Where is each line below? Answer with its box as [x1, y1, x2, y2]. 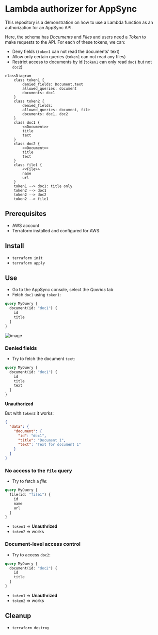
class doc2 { [14, 141, 40, 146]
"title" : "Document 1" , [17, 438, 66, 442]
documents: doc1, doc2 [22, 112, 68, 116]
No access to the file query [5, 467, 73, 474]
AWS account [12, 222, 40, 228]
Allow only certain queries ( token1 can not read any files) [12, 53, 126, 59]
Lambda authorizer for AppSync [5, 3, 137, 15]
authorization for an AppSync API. [5, 24, 73, 30]
